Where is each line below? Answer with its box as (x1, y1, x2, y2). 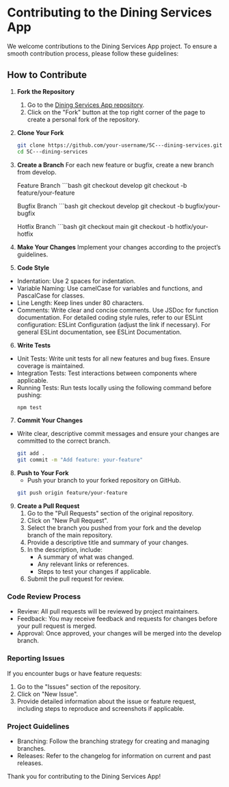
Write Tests (16, 341, 51, 349)
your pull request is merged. (16, 622, 97, 630)
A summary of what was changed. (37, 553, 135, 561)
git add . (16, 450, 46, 457)
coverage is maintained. (16, 361, 85, 370)
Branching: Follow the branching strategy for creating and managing (16, 737, 210, 745)
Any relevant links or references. (37, 560, 129, 568)
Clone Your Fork (16, 128, 64, 136)
